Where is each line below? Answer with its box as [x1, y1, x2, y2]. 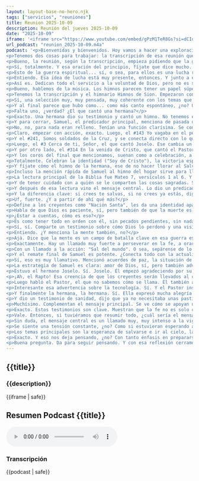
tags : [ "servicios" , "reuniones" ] [6, 14, 92, 20]
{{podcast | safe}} [6, 468, 50, 475]
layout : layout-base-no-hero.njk [6, 8, 89, 15]
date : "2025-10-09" [6, 31, 54, 37]
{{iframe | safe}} [6, 393, 46, 400]
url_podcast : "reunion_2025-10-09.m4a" [6, 42, 105, 48]
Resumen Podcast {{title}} [6, 410, 105, 420]
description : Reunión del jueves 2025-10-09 [6, 25, 118, 31]
